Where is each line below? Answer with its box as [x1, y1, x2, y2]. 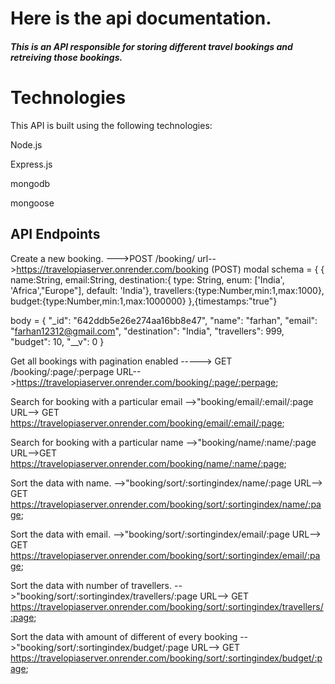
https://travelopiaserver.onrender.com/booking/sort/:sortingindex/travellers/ [10, 600, 324, 612]
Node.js [10, 138, 43, 151]
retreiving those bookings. [10, 51, 123, 63]
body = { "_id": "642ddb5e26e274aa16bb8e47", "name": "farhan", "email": [10, 314, 318, 326]
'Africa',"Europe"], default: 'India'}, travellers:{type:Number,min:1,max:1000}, [10, 284, 325, 296]
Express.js [10, 158, 53, 170]
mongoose [10, 197, 55, 209]
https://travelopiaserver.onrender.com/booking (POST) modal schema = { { [16, 263, 325, 275]
